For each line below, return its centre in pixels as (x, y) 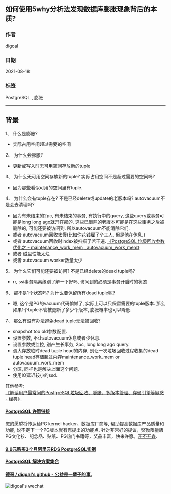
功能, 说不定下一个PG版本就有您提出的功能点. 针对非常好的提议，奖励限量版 (84, 430)
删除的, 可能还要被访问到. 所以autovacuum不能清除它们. (71, 228)
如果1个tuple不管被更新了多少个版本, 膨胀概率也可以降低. (72, 310)
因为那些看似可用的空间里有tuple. (48, 188)
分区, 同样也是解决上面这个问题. (46, 369)
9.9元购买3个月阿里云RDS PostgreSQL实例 (50, 449)
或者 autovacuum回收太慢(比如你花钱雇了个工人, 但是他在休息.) (79, 235)
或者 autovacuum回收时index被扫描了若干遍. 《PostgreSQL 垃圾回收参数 (89, 241)
